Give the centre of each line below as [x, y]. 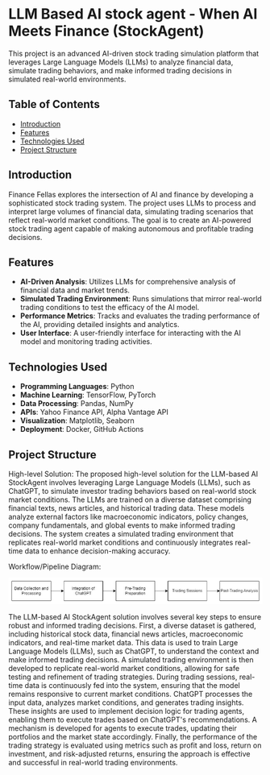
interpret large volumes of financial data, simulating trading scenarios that [131, 211]
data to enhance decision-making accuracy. [98, 551]
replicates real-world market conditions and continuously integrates [121, 542]
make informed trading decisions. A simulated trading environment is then [131, 660]
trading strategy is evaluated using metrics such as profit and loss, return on [135, 745]
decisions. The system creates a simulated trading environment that [121, 534]
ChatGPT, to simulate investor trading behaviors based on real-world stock [132, 491]
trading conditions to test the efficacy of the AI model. [110, 308]
